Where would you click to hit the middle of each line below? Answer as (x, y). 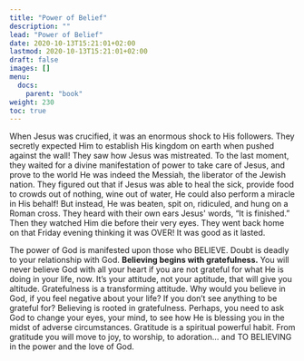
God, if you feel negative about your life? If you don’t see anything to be (143, 298)
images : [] (30, 69)
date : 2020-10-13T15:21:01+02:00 (73, 43)
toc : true (28, 111)
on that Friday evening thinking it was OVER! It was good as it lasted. (137, 233)
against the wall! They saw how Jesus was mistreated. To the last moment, (149, 156)
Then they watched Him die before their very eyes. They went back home (147, 223)
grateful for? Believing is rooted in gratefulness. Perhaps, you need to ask (147, 308)
